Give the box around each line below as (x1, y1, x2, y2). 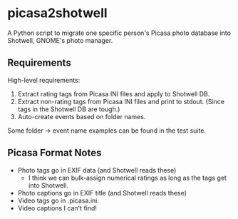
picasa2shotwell (7, 5, 108, 21)
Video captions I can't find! (17, 203, 98, 212)
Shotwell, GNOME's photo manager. (7, 36, 113, 44)
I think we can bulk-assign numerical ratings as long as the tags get (28, 173, 227, 182)
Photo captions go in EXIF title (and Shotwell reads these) (17, 188, 187, 197)
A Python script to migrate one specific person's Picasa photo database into (7, 29, 232, 37)
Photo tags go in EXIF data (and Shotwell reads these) (17, 165, 177, 174)
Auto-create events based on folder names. (17, 112, 146, 121)
